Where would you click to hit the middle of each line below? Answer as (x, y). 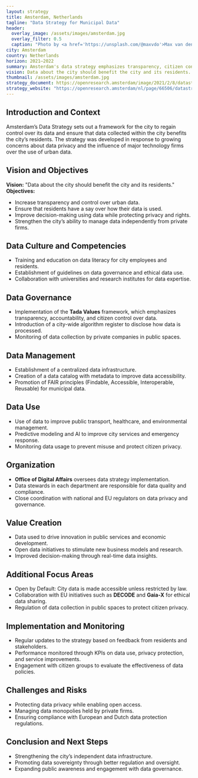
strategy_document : (30, 83)
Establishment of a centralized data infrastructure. (75, 369)
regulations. (29, 723)
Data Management (41, 355)
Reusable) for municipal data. (50, 388)
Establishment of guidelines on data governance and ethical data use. (99, 273)
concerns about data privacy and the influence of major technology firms (95, 145)
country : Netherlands (33, 56)
